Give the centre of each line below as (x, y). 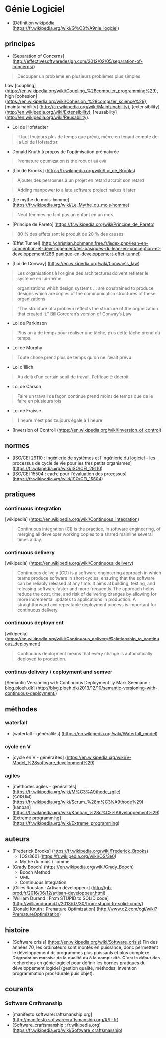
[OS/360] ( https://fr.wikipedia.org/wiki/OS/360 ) (68, 856)
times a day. (29, 540)
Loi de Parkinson (29, 323)
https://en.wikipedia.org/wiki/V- (99, 758)
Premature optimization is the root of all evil (62, 161)
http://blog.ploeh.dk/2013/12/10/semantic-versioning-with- (97, 688)
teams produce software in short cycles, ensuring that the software (86, 578)
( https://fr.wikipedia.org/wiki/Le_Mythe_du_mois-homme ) (71, 205)
